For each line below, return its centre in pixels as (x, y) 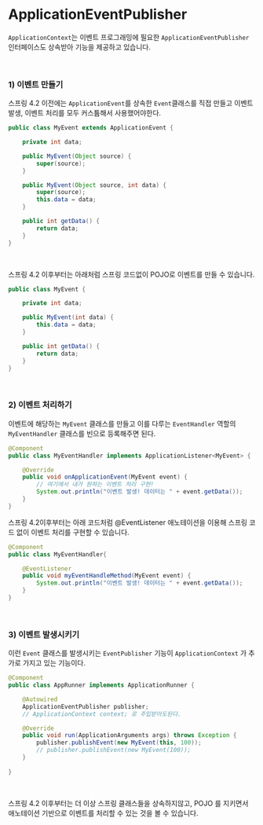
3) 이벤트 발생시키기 (44, 634)
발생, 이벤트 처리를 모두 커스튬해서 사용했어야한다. (85, 113)
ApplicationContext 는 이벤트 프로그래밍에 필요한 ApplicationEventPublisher (129, 37)
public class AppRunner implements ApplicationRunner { (101, 685)
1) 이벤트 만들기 (36, 84)
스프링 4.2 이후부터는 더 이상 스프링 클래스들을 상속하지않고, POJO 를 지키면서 (128, 803)
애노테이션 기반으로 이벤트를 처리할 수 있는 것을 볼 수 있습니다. (103, 813)
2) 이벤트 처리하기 (40, 405)
